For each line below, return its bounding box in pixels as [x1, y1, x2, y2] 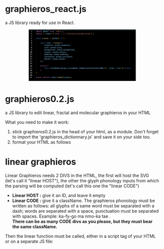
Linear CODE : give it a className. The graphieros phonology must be [12, 198, 155, 203]
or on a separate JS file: [5, 238, 53, 244]
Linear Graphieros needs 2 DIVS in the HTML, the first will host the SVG [5, 173, 149, 178]
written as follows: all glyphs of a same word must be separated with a [12, 202, 155, 209]
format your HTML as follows [12, 139, 71, 145]
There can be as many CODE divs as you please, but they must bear [12, 218, 153, 224]
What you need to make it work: [5, 119, 70, 125]
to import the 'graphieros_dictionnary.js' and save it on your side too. [12, 134, 151, 140]
